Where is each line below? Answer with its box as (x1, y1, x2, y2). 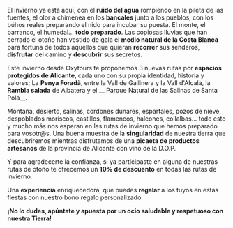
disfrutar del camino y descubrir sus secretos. (7, 50, 143, 59)
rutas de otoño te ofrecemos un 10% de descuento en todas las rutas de (7, 165, 217, 173)
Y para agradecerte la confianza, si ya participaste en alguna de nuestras (7, 158, 218, 166)
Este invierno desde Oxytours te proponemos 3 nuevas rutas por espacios (7, 64, 222, 72)
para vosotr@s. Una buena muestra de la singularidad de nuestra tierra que (7, 129, 226, 137)
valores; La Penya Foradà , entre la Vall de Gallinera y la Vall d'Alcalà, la (7, 79, 211, 86)
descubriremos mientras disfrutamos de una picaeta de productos (7, 137, 200, 145)
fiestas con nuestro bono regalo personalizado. (7, 193, 143, 202)
